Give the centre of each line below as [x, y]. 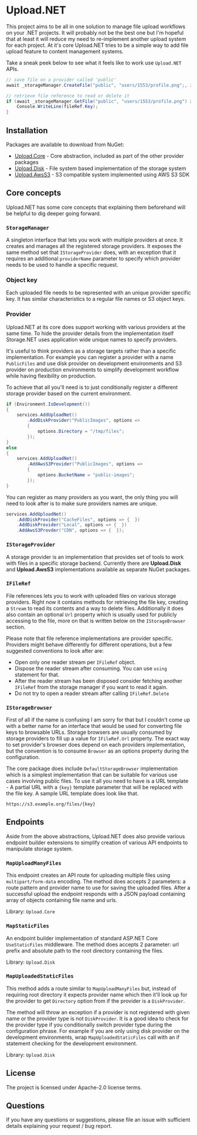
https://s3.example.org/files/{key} [51, 804]
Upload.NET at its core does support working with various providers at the [96, 327]
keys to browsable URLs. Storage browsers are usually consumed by [89, 732]
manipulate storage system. [40, 849]
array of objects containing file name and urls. [62, 900]
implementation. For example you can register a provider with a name [90, 357]
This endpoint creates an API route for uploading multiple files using [88, 875]
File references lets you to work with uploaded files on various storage [91, 595]
